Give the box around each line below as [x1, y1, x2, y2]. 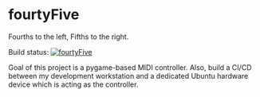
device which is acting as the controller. [8, 80, 139, 89]
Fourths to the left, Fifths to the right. [8, 32, 129, 41]
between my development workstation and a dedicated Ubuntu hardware [8, 71, 249, 80]
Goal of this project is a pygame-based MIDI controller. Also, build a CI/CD [8, 62, 252, 72]
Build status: [8, 47, 49, 56]
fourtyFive [8, 6, 80, 24]
